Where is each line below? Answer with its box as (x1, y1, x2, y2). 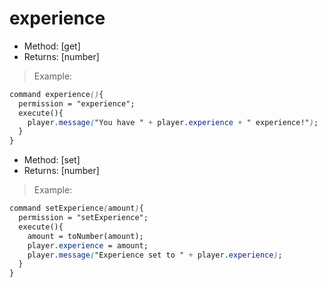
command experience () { (9, 89, 104, 99)
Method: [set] (23, 154, 81, 166)
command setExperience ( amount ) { (9, 203, 144, 214)
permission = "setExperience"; (18, 213, 149, 223)
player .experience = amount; (27, 240, 149, 251)
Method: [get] (23, 40, 81, 52)
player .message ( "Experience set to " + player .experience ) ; (27, 250, 283, 260)
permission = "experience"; (18, 98, 136, 109)
